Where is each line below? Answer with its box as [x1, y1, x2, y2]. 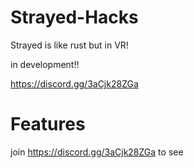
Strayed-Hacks [10, 6, 139, 29]
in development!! [10, 58, 80, 70]
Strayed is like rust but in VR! [10, 39, 129, 51]
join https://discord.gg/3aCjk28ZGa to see [10, 146, 184, 158]
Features [10, 113, 86, 136]
